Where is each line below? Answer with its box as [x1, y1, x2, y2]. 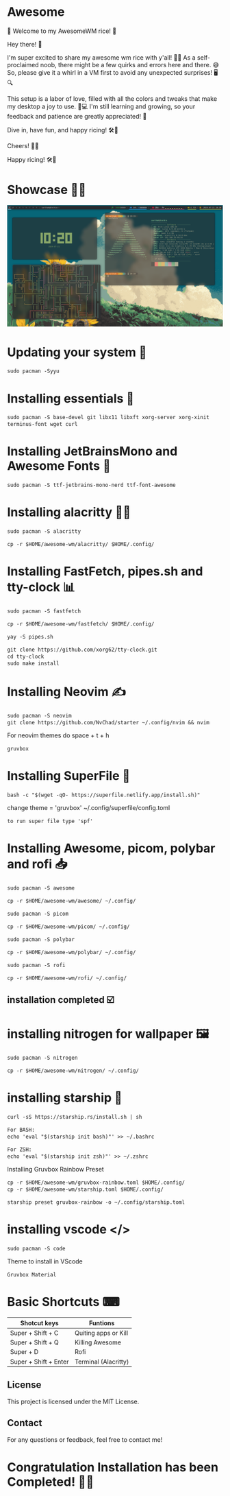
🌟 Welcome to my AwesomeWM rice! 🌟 [7, 27, 117, 35]
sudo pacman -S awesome [7, 884, 75, 892]
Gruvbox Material [7, 1272, 57, 1279]
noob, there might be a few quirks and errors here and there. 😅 [40, 60, 219, 69]
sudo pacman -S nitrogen [7, 1054, 78, 1062]
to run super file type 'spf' [7, 818, 94, 824]
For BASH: [7, 1126, 36, 1134]
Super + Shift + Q [10, 1338, 60, 1346]
